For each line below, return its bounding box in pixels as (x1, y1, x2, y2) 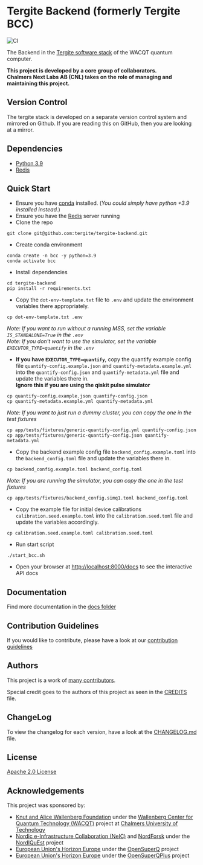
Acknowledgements (7, 785, 85, 796)
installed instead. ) (15, 206, 61, 213)
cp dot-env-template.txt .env (7, 314, 83, 321)
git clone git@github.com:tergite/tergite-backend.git (7, 231, 148, 237)
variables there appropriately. (15, 303, 89, 310)
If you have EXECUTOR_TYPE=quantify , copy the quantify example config (15, 356, 192, 363)
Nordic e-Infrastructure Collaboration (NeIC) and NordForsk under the (15, 832, 190, 840)
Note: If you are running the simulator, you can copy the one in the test (7, 477, 184, 484)
